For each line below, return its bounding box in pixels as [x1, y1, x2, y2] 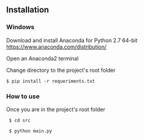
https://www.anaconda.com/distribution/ [6, 43, 107, 50]
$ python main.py [8, 128, 52, 134]
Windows [6, 23, 35, 31]
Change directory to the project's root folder [6, 66, 116, 74]
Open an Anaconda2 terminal [6, 54, 79, 62]
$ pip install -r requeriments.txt [6, 78, 95, 84]
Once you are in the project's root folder [6, 106, 106, 113]
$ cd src [8, 117, 31, 123]
